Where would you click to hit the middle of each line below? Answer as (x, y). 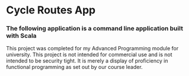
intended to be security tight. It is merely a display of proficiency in (87, 61)
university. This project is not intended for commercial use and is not (89, 55)
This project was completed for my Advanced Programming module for (92, 49)
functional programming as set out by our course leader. (74, 67)
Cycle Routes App (51, 10)
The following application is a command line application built (95, 29)
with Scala (21, 36)
